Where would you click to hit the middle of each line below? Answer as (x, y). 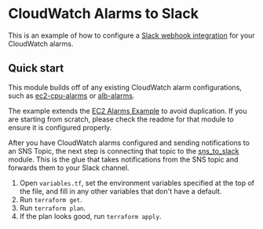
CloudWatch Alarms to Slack (103, 14)
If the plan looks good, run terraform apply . (90, 216)
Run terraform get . (51, 199)
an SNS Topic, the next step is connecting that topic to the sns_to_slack (124, 151)
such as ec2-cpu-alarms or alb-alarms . (71, 96)
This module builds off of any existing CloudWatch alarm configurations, (125, 87)
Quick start (36, 69)
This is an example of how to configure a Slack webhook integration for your (131, 35)
